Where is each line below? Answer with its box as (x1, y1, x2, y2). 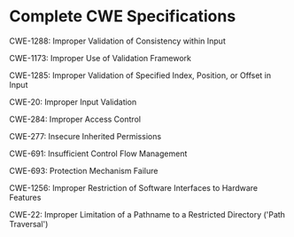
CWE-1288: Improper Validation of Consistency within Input (9, 36, 226, 46)
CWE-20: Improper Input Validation (9, 96, 137, 107)
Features (9, 192, 42, 202)
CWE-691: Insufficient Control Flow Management (9, 148, 188, 159)
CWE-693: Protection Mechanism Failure (9, 165, 159, 176)
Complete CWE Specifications (9, 6, 236, 27)
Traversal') (9, 218, 49, 229)
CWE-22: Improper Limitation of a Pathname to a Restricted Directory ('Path (9, 209, 286, 219)
